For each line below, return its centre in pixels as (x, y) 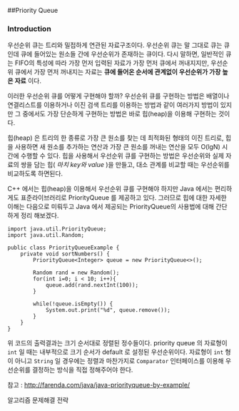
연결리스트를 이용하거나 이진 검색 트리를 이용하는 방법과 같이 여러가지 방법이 (113, 105)
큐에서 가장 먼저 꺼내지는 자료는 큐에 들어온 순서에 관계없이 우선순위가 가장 (118, 72)
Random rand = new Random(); (76, 273)
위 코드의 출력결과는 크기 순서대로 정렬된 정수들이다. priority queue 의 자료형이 (117, 343)
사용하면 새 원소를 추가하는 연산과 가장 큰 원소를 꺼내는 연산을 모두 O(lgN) (118, 147)
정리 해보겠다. (40, 215)
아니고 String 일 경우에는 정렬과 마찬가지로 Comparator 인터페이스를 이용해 (119, 361)
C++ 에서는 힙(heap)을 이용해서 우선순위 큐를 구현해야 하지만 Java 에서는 (110, 189)
